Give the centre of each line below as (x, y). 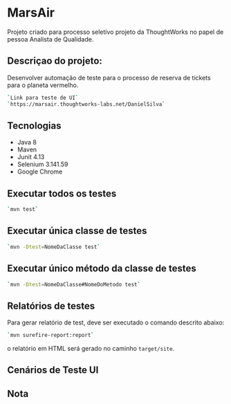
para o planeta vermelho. (43, 85)
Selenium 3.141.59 (43, 165)
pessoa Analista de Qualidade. (50, 39)
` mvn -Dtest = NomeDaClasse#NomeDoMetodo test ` (74, 284)
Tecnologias (34, 126)
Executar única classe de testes (77, 231)
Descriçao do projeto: (55, 61)
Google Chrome (40, 172)
